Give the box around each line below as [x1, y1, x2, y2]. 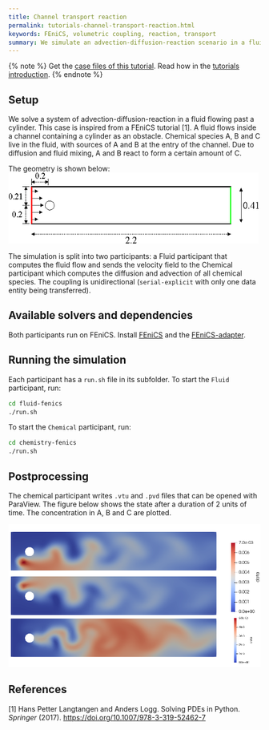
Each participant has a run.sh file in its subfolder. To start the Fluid [8, 374, 230, 384]
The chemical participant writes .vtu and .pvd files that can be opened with [8, 491, 258, 500]
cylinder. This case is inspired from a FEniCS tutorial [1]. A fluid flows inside [8, 123, 257, 132]
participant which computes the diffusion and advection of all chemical [8, 268, 243, 278]
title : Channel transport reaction [8, 13, 127, 21]
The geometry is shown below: [8, 164, 110, 174]
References [8, 683, 67, 696]
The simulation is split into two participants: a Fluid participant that [8, 252, 228, 261]
